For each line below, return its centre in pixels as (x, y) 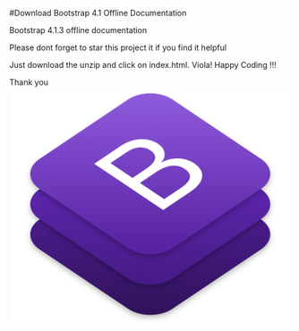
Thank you (29, 82)
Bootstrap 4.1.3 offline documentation (78, 30)
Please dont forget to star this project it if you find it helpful (118, 47)
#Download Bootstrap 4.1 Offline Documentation (98, 13)
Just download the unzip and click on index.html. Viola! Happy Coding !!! (143, 65)
